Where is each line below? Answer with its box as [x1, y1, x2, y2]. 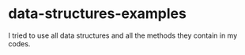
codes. [8, 38, 31, 48]
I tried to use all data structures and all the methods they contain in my [8, 31, 238, 40]
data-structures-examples [8, 5, 187, 23]
